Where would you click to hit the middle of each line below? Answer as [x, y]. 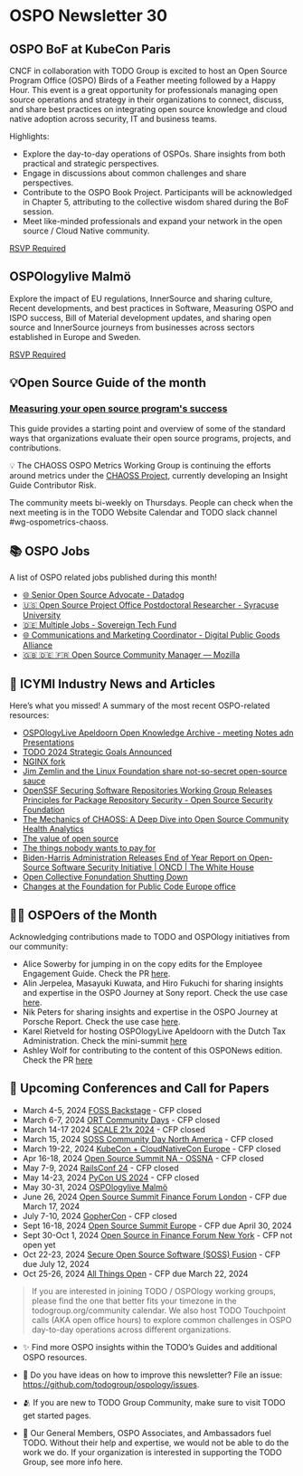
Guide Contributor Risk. [53, 485]
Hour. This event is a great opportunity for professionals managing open [144, 90]
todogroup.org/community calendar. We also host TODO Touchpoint [159, 1310]
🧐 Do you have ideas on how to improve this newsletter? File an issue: [152, 1375]
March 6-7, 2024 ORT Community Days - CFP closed [121, 1120]
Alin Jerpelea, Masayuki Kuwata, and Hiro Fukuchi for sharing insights [153, 983]
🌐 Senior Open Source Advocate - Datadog [104, 595]
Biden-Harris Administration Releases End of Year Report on [134, 858]
